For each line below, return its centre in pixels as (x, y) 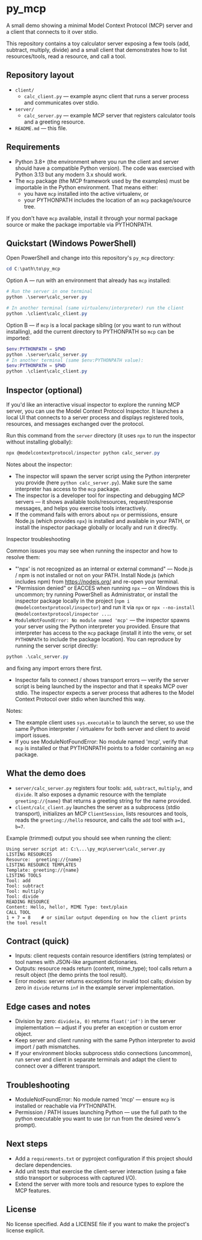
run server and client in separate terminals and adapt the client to (96, 1060)
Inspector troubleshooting (38, 539)
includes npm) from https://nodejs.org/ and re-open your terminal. (97, 581)
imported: (18, 338)
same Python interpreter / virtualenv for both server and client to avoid (103, 728)
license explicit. (26, 1230)
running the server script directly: (56, 645)
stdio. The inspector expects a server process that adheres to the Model (104, 692)
